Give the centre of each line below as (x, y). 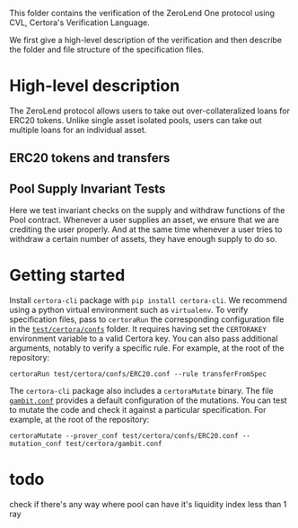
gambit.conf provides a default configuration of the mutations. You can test (148, 400)
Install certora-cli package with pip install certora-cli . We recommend (148, 300)
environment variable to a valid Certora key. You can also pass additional (144, 339)
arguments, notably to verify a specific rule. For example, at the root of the (147, 348)
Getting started (67, 276)
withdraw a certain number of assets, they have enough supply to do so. (143, 239)
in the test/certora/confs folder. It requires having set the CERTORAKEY (138, 329)
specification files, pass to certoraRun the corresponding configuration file (147, 319)
